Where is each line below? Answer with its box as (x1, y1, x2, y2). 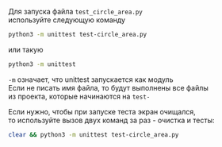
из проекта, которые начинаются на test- (8, 91, 151, 101)
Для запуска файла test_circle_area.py (8, 7, 143, 16)
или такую (8, 44, 44, 54)
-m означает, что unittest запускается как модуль (8, 75, 174, 84)
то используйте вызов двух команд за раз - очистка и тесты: (8, 115, 215, 125)
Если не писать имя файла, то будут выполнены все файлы (8, 83, 209, 92)
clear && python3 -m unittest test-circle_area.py (8, 130, 179, 138)
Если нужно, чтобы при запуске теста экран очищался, (8, 106, 196, 116)
